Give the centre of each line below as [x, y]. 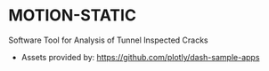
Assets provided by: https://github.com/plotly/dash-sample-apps [140, 57]
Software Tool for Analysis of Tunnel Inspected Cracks [108, 40]
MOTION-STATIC [73, 16]
